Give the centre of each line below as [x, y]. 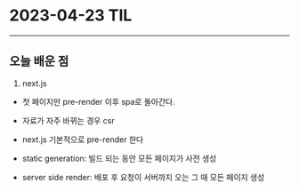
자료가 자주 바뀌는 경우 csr [69, 120]
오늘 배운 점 [39, 62]
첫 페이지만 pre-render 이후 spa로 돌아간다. [98, 101]
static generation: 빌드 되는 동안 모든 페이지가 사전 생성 [119, 158]
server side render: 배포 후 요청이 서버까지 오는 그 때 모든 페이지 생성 [143, 177]
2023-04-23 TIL [71, 16]
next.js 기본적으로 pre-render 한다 [83, 139]
